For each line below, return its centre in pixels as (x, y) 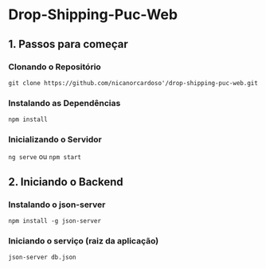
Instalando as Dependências (65, 103)
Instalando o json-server (57, 205)
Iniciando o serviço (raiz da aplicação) (84, 241)
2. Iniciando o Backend (66, 182)
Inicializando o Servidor (55, 139)
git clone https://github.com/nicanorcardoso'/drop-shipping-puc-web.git (133, 83)
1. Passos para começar (68, 44)
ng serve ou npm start (45, 157)
